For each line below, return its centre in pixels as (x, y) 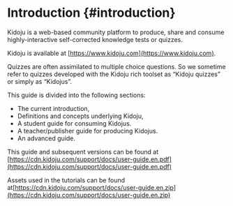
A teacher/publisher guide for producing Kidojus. (88, 131)
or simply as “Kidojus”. (39, 81)
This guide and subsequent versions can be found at (83, 152)
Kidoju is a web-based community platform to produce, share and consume (116, 32)
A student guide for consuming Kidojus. (74, 123)
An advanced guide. (46, 138)
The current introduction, (53, 108)
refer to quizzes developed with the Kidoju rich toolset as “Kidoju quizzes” (114, 74)
